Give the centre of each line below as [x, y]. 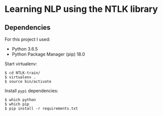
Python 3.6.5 [25, 49]
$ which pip [17, 104]
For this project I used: [27, 39]
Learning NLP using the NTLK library [81, 9]
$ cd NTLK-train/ [23, 73]
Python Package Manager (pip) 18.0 [48, 54]
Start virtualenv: [21, 64]
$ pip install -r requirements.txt [41, 109]
